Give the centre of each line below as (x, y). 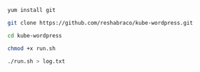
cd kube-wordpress (35, 35)
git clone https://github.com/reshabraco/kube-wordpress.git (100, 23)
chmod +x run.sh (31, 48)
